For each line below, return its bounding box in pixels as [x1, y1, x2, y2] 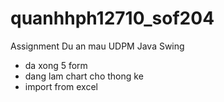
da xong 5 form [24, 59, 88, 71]
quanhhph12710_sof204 [10, 7, 215, 30]
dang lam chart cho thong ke [24, 70, 144, 82]
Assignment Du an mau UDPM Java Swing [10, 40, 185, 52]
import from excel [24, 80, 98, 92]
